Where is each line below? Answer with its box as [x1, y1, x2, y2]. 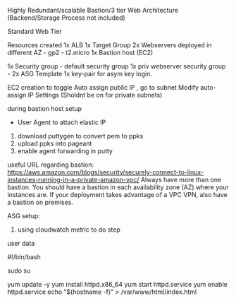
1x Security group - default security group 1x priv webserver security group [7, 62, 226, 70]
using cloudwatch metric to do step [17, 225, 121, 234]
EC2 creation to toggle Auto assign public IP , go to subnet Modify [7, 83, 199, 91]
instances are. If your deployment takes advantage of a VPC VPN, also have [7, 191, 228, 198]
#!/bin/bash [7, 253, 41, 261]
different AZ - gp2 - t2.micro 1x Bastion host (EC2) [7, 49, 154, 57]
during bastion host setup [7, 105, 82, 112]
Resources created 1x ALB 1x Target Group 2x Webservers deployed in [7, 41, 213, 49]
